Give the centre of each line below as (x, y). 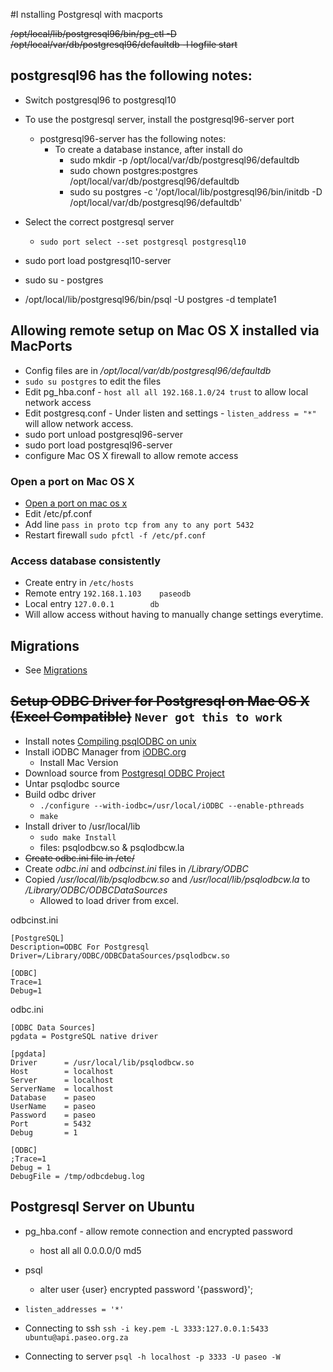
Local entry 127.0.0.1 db (92, 604)
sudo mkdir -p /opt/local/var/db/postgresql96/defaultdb (184, 160)
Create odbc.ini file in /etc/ (79, 858)
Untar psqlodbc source (72, 783)
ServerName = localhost (62, 1089)
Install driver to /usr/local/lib (82, 826)
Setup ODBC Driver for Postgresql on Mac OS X (160, 701)
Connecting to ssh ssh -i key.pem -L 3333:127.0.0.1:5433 (146, 1328)
